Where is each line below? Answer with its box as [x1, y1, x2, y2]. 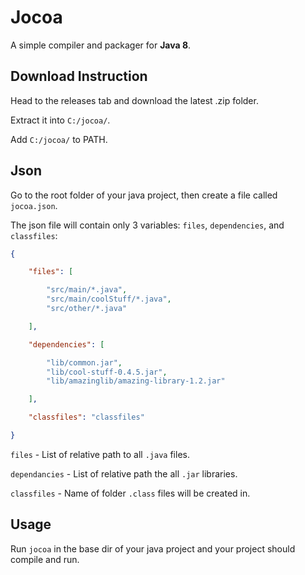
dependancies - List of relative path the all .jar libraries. [10, 467, 238, 480]
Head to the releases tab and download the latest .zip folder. [10, 94, 259, 106]
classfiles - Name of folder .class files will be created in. [10, 487, 251, 499]
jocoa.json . [10, 199, 58, 211]
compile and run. [10, 553, 80, 565]
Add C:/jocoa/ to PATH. [10, 133, 108, 145]
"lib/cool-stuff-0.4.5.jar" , [46, 367, 168, 377]
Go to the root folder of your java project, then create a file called [10, 189, 278, 201]
